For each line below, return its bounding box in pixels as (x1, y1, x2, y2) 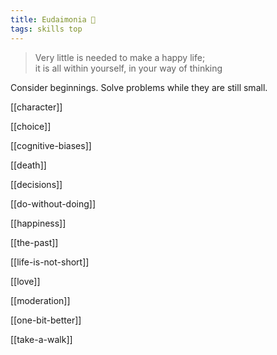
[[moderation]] (10, 294, 71, 306)
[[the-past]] (10, 236, 59, 248)
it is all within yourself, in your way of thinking (34, 62, 223, 74)
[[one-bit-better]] (10, 314, 82, 326)
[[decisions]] (10, 178, 63, 190)
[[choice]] (10, 120, 52, 132)
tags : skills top (10, 24, 83, 34)
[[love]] (10, 275, 41, 287)
